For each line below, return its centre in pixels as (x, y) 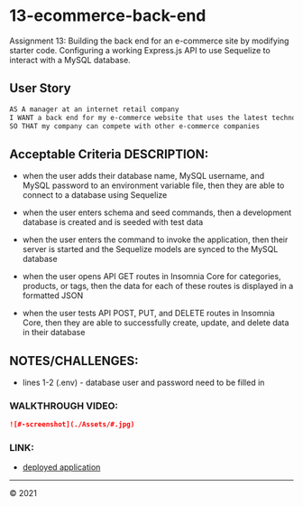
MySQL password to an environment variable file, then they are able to (153, 185)
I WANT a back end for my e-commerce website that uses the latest (139, 117)
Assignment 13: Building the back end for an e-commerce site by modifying (149, 41)
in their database (54, 333)
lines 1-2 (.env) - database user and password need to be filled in (143, 382)
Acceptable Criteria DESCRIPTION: (109, 154)
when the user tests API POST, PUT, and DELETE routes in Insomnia (148, 314)
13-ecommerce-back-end (108, 16)
